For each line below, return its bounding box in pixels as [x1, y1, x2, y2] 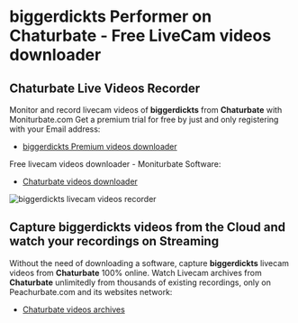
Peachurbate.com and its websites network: [9, 286, 173, 297]
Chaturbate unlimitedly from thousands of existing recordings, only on [9, 277, 272, 288]
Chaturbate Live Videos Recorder [9, 80, 201, 96]
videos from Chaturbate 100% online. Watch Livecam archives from [9, 267, 263, 278]
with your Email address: [9, 124, 101, 134]
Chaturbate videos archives [22, 304, 126, 315]
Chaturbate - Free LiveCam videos [9, 25, 272, 46]
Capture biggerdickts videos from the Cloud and [9, 219, 286, 235]
